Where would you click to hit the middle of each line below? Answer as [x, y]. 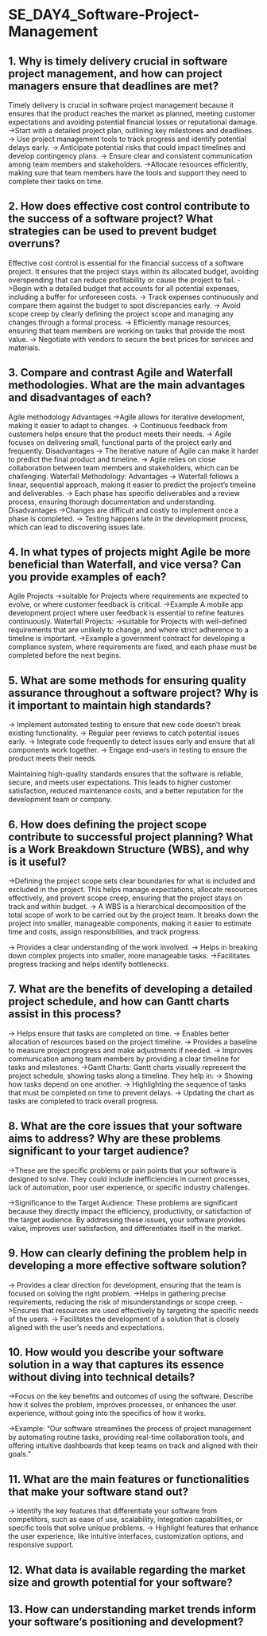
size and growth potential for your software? [120, 1582]
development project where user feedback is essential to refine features [126, 613]
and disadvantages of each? [80, 397]
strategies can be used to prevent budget [112, 232]
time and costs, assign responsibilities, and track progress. [104, 932]
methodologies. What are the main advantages [127, 385]
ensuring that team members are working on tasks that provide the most [126, 330]
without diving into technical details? [102, 1377]
